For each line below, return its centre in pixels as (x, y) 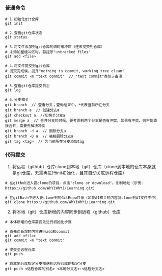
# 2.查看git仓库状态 (24, 33)
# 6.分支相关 (17, 100)
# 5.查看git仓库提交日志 (27, 86)
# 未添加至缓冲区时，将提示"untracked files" (48, 52)
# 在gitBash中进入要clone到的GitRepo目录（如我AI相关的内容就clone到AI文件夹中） (82, 198)
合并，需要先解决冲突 (27, 126)
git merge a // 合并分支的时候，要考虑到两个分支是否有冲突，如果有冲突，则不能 (79, 121)
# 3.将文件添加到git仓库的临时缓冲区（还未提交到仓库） (55, 47)
